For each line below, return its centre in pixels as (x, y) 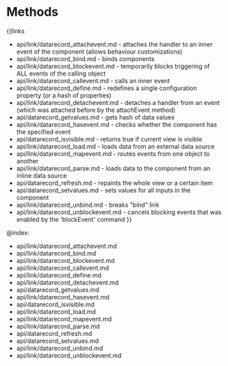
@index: (18, 232)
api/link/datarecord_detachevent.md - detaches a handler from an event (118, 102)
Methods (33, 12)
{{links (16, 31)
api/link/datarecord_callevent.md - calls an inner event (93, 80)
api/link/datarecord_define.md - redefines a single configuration (106, 88)
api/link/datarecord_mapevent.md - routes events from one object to (113, 153)
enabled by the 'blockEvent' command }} (74, 219)
